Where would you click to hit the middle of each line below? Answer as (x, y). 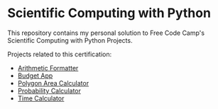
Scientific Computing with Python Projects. (70, 40)
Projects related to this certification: (60, 54)
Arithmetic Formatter (48, 68)
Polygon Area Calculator (53, 83)
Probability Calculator (49, 90)
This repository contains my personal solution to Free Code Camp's (106, 33)
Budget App (35, 76)
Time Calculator (41, 98)
